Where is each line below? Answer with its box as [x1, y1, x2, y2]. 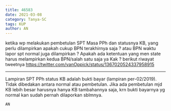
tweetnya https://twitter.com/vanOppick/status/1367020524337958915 [5, 62, 155, 68]
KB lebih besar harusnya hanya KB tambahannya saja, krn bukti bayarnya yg [5, 87, 165, 93]
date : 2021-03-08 [5, 12, 42, 17]
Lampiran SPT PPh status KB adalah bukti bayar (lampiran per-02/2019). [5, 76, 157, 82]
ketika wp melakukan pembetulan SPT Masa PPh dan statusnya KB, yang [5, 40, 159, 46]
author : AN [5, 26, 28, 31]
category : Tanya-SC [5, 17, 47, 22]
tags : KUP [5, 21, 26, 27]
